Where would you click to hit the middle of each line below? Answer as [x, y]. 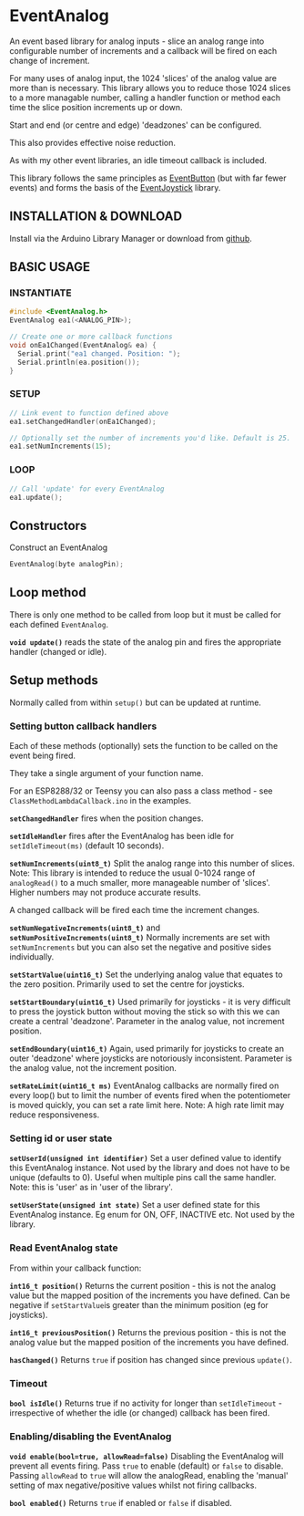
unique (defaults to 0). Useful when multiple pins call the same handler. [143, 1178]
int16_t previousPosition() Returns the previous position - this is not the [148, 1332]
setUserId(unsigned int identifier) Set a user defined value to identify [146, 1158]
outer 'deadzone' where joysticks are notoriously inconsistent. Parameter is [151, 1058]
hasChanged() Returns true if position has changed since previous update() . [151, 1359]
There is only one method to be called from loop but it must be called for [145, 614]
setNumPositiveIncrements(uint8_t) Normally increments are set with [140, 938]
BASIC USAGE [50, 267]
